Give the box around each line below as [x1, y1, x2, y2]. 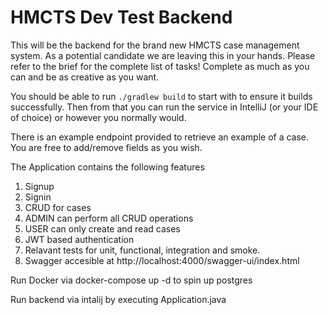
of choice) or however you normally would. [10, 111, 187, 123]
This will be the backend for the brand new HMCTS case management [10, 39, 300, 51]
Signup [24, 180, 55, 192]
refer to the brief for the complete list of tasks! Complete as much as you [10, 60, 310, 72]
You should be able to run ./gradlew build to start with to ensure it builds [10, 90, 313, 102]
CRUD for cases [24, 201, 92, 213]
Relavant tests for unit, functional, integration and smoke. [24, 244, 261, 256]
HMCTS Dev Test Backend [10, 6, 233, 29]
